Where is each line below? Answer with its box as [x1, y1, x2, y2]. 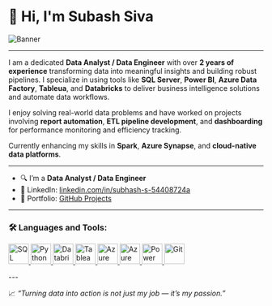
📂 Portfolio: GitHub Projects [19, 193, 112, 203]
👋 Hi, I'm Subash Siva [8, 7, 154, 26]
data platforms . [8, 149, 62, 159]
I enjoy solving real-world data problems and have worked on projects [8, 107, 242, 117]
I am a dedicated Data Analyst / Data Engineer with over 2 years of [8, 57, 235, 67]
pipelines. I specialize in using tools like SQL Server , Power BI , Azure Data [8, 75, 257, 84]
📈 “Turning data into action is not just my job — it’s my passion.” [8, 288, 226, 299]
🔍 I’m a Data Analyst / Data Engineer [19, 173, 147, 183]
